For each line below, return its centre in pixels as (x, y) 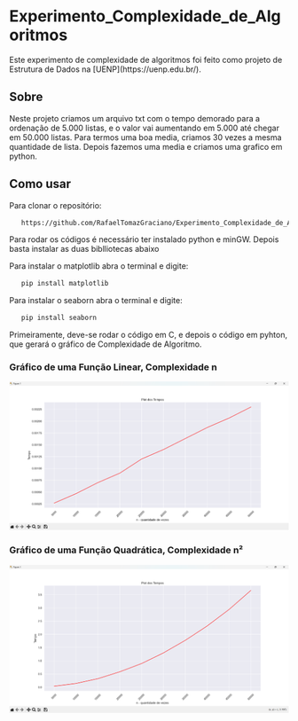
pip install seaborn (59, 318)
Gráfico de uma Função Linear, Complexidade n (113, 367)
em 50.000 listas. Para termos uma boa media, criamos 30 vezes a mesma (145, 137)
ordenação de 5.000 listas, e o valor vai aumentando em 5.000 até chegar (144, 128)
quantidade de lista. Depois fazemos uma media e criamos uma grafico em (146, 146)
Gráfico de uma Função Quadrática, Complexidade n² (126, 550)
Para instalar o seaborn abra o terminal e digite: (96, 301)
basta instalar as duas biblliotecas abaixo (84, 249)
